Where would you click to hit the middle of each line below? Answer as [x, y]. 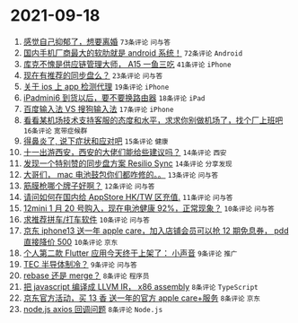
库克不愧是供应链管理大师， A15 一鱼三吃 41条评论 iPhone [127, 64]
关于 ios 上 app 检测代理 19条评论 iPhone [96, 86]
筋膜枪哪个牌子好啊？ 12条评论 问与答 [89, 186]
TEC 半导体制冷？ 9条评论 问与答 [80, 264]
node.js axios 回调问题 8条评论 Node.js [93, 309]
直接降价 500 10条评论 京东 [70, 241]
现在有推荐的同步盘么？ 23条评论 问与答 [93, 75]
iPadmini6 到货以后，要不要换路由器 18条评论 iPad [114, 97]
